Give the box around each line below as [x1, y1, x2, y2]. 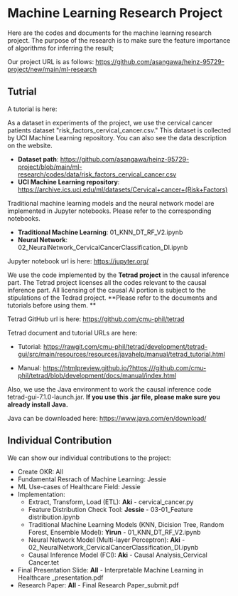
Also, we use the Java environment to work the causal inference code [7, 385, 212, 393]
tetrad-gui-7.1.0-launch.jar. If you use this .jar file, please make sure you [7, 392, 220, 401]
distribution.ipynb [28, 513, 80, 521]
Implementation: [17, 490, 65, 498]
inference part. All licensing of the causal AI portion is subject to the [7, 286, 206, 294]
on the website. [7, 141, 53, 150]
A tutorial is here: [7, 105, 58, 113]
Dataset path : [17, 155, 59, 163]
